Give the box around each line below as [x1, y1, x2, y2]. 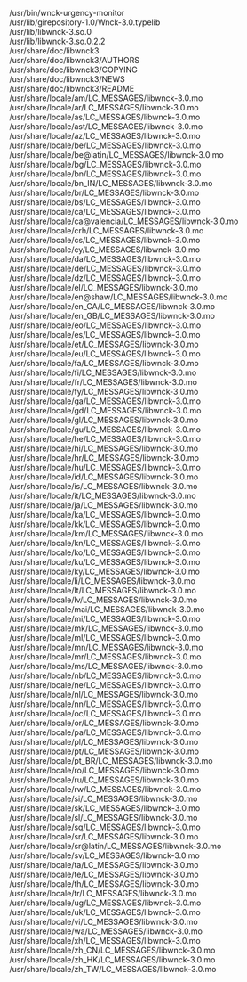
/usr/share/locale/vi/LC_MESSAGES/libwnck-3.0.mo [9, 917, 198, 927]
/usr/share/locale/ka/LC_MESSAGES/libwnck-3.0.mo [9, 510, 201, 520]
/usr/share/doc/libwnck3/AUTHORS [9, 55, 140, 65]
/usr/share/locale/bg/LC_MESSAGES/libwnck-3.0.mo [9, 160, 202, 169]
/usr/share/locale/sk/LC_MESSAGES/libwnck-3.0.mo [9, 803, 201, 814]
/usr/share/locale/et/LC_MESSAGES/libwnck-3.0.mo [9, 339, 199, 349]
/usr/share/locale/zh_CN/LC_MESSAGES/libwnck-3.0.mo [9, 945, 216, 955]
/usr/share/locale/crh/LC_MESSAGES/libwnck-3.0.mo [9, 225, 204, 235]
